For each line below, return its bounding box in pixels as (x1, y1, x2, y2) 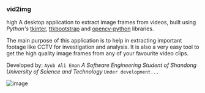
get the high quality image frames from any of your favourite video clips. (6, 50, 188, 57)
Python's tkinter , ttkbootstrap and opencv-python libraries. (6, 25, 154, 32)
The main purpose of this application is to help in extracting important (6, 37, 182, 44)
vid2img (6, 5, 32, 13)
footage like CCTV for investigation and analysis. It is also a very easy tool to (6, 43, 199, 50)
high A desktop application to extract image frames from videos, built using (6, 19, 196, 26)
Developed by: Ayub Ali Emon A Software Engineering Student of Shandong (6, 61, 197, 69)
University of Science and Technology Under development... (6, 68, 159, 75)
